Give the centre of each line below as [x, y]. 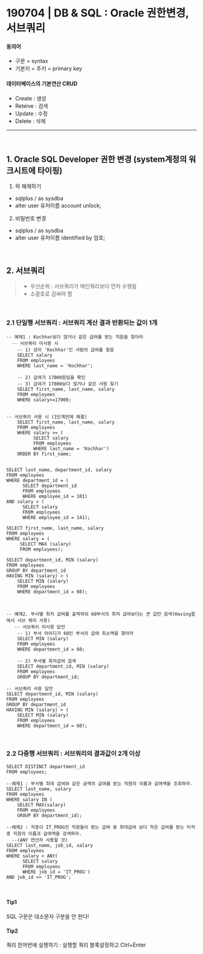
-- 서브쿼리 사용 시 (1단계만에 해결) [47, 417]
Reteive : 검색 [31, 106]
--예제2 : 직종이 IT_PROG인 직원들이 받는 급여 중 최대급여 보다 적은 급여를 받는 [95, 827]
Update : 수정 [31, 113]
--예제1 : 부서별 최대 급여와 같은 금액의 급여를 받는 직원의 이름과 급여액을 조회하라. [100, 783]
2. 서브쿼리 [26, 270]
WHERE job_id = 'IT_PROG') [56, 872]
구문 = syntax [31, 61]
